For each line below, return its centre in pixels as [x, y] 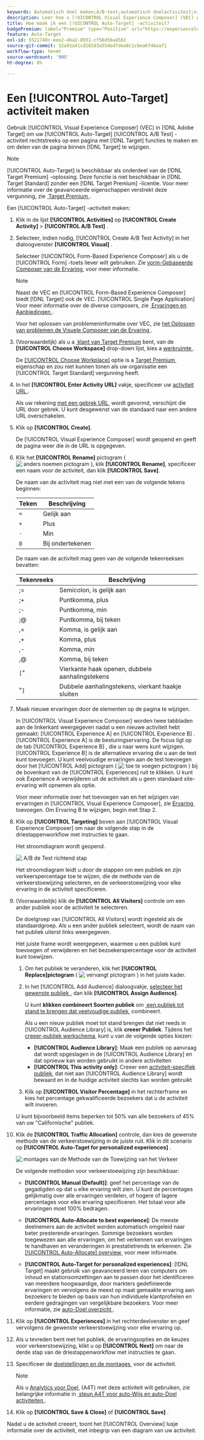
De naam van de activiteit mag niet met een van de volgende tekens [100, 482]
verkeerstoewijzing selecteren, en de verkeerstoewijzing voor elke [98, 883]
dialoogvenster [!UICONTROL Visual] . [64, 245]
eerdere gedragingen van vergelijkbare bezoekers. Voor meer [102, 1303]
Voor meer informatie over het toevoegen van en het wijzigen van [97, 797]
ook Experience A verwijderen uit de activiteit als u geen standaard [99, 779]
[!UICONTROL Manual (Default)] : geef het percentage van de [102, 1183]
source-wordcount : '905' [38, 57]
